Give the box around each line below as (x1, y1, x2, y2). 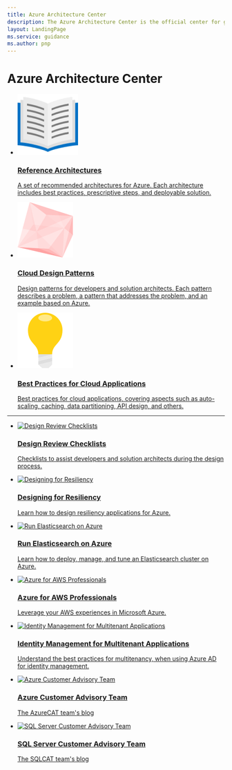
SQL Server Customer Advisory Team (17, 739, 146, 749)
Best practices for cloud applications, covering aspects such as (17, 394, 198, 402)
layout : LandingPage (7, 26, 67, 32)
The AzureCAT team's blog (17, 708, 95, 717)
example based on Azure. (17, 299, 90, 307)
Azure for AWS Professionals (17, 592, 117, 602)
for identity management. (17, 662, 90, 670)
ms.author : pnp (7, 40, 51, 48)
